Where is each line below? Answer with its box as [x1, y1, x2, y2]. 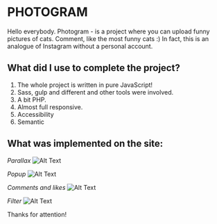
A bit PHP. [17, 95, 46, 104]
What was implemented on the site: [7, 138, 164, 150]
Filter [7, 196, 22, 205]
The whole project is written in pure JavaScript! [17, 81, 153, 89]
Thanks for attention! [7, 210, 67, 218]
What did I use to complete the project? [7, 62, 180, 74]
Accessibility [17, 110, 54, 118]
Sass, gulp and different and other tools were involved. [17, 88, 174, 96]
